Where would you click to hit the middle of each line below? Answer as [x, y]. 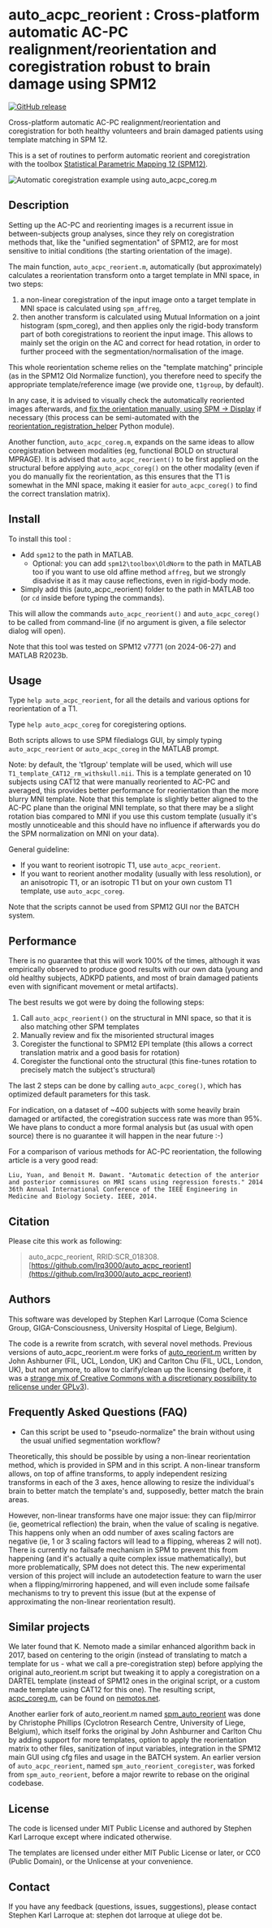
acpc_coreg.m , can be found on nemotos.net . [84, 1698]
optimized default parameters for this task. [80, 1094]
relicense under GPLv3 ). [49, 1387]
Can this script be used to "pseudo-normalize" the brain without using [138, 1431]
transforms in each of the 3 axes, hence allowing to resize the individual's [132, 1482]
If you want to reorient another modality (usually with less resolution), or [140, 874]
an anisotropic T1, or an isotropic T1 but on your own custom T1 [126, 883]
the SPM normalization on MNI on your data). [84, 834]
